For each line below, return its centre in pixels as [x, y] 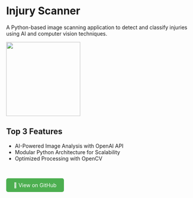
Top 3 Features [34, 132]
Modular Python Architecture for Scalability [67, 152]
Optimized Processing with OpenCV [58, 158]
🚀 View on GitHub [35, 185]
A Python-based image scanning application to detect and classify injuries [97, 27]
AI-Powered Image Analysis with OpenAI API [69, 146]
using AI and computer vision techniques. [57, 33]
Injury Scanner [43, 11]
